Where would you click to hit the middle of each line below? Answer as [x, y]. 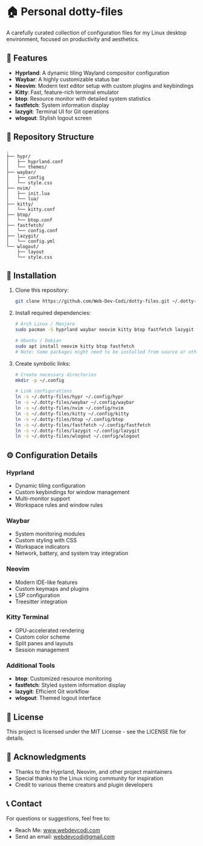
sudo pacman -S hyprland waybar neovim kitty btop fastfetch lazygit [105, 330]
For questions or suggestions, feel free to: [58, 818]
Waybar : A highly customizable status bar [67, 79]
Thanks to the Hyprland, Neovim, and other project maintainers [93, 771]
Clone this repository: [42, 290]
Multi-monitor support [43, 499]
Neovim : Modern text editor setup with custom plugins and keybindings [104, 86]
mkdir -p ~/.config [40, 380]
